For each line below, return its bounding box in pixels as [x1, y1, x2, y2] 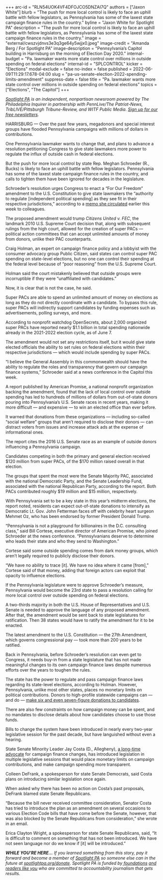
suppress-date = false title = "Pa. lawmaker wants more [44, 76, 156, 82]
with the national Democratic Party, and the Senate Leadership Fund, [5, 478, 143, 484]
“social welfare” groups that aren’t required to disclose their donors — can [5, 419, 154, 425]
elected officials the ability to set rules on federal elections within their [5, 345, 146, 350]
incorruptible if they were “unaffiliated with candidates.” [5, 276, 117, 281]
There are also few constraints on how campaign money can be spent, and [5, 707, 155, 712]
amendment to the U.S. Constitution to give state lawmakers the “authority [5, 190, 154, 196]
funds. [5, 717, 18, 723]
